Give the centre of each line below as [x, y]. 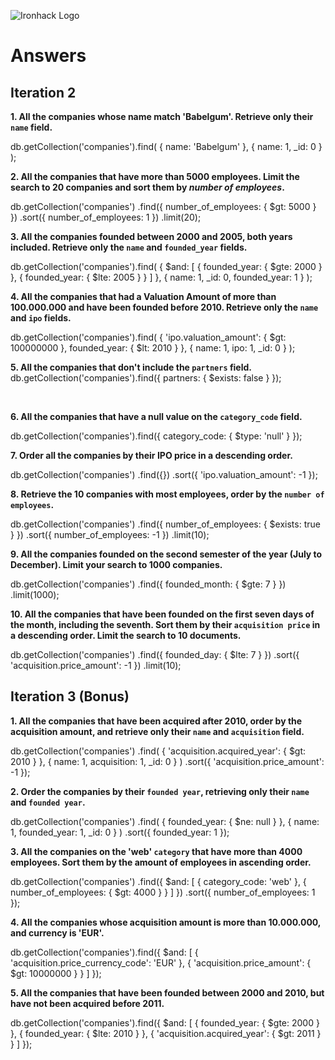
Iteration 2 [43, 92]
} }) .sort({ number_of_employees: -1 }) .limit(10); [110, 534]
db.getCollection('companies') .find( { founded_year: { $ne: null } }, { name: [165, 821]
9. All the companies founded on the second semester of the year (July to [166, 554]
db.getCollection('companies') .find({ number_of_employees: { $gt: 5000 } [163, 206]
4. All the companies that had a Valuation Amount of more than [143, 296]
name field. [31, 127]
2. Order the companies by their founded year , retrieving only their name [160, 791]
